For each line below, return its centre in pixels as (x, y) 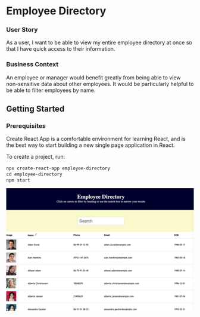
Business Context (32, 64)
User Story (22, 30)
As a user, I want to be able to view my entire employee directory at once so (99, 42)
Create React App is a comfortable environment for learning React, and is (96, 139)
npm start (18, 180)
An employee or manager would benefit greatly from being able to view (93, 77)
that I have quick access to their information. (61, 49)
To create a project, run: (36, 157)
